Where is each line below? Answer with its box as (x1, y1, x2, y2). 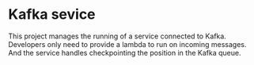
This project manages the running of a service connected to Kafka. (8, 31, 227, 41)
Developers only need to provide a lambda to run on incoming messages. (8, 39, 247, 49)
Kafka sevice (8, 5, 97, 23)
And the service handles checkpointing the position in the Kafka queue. (8, 48, 241, 57)
